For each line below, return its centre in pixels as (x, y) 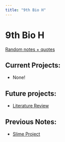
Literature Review (31, 106)
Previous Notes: (31, 122)
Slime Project (26, 134)
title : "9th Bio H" (26, 10)
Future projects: (31, 93)
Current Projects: (33, 65)
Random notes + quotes (30, 49)
